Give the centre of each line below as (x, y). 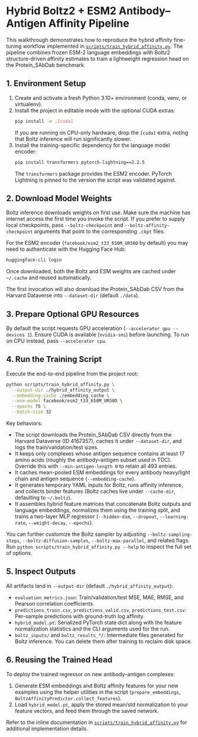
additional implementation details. (47, 728)
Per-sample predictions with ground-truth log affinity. (79, 616)
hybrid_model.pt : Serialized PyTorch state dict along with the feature (98, 622)
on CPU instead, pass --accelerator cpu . (56, 341)
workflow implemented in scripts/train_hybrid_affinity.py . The (103, 46)
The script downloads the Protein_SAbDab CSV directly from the (93, 435)
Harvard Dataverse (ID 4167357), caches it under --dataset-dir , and (98, 441)
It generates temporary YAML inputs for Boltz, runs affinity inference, (99, 485)
